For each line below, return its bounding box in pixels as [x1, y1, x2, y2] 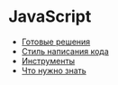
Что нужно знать [21, 65, 86, 76]
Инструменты [21, 55, 76, 66]
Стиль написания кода [21, 45, 109, 56]
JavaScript [8, 6, 92, 27]
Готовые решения [21, 36, 91, 47]
